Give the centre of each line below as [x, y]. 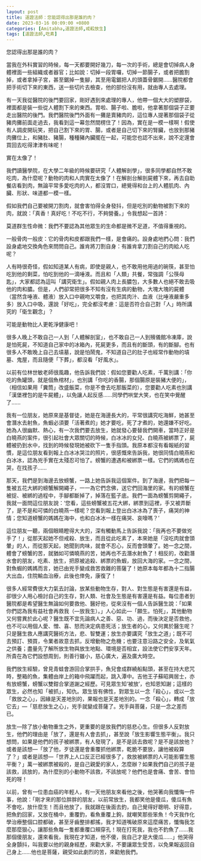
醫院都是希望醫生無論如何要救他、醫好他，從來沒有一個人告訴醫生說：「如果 [99, 603]
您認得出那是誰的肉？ [32, 52]
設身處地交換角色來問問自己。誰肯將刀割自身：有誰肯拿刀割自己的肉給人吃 [98, 246]
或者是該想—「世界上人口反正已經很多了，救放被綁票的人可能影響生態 [108, 757]
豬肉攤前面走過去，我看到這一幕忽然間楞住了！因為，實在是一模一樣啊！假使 [100, 122]
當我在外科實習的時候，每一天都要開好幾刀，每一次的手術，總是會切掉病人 [98, 65]
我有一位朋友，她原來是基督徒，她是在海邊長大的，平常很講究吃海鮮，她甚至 [100, 415]
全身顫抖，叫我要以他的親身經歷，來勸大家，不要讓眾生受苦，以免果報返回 [98, 845]
